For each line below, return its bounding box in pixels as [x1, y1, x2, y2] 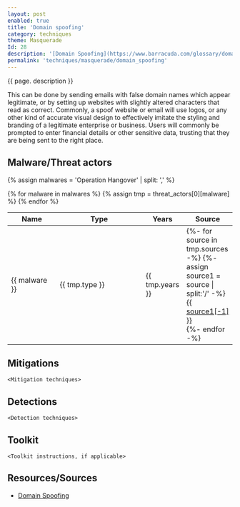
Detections [7, 396, 58, 408]
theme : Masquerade [7, 37, 62, 44]
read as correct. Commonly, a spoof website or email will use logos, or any [7, 105, 227, 114]
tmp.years [145, 279, 180, 289]
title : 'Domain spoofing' [7, 24, 84, 31]
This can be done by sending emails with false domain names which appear [7, 90, 231, 99]
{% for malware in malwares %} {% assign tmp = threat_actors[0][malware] [7, 189, 230, 198]
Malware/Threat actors [7, 156, 113, 169]
